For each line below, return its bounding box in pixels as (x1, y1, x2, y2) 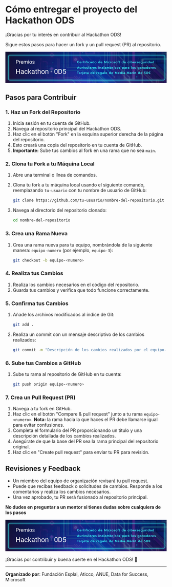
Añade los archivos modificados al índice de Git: (12, 311, 115, 317)
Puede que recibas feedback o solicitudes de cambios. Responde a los (12, 483, 163, 489)
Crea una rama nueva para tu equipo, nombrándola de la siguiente (12, 241, 153, 248)
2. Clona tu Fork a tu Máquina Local (5, 160, 95, 167)
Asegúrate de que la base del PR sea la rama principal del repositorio (12, 438, 159, 445)
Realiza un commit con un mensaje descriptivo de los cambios (12, 331, 145, 337)
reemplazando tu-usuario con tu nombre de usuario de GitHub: (12, 187, 147, 194)
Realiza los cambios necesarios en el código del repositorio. (12, 281, 140, 288)
